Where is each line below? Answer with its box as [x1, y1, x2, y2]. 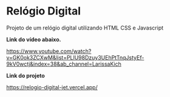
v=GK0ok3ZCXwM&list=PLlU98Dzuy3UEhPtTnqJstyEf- [6, 54, 144, 61]
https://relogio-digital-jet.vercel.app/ [6, 83, 98, 91]
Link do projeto [6, 72, 46, 79]
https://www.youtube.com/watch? [6, 47, 92, 55]
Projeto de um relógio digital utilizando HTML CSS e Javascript [6, 24, 164, 31]
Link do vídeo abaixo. [6, 36, 61, 43]
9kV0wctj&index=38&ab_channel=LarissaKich [6, 60, 121, 67]
